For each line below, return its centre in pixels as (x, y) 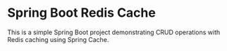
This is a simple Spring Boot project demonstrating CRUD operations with (114, 32)
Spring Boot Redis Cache (82, 13)
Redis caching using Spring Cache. (58, 39)
